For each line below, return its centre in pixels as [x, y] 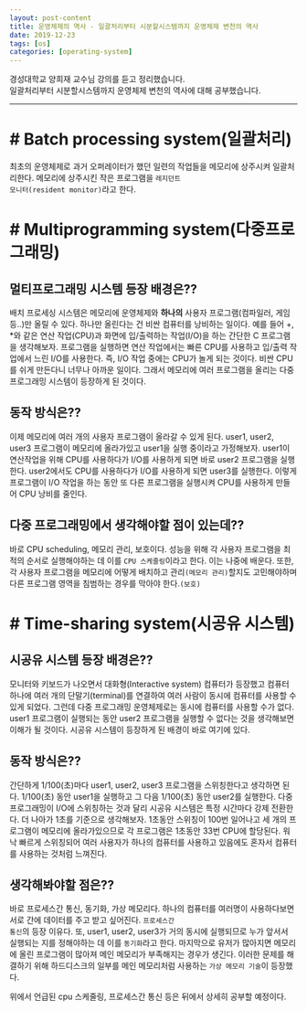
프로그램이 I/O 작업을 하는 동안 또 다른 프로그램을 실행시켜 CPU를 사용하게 [142, 482]
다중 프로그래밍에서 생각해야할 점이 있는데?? [127, 525]
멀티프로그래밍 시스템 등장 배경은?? [104, 289]
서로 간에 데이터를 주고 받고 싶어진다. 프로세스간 [92, 921]
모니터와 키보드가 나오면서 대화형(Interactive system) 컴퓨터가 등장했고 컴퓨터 [149, 684]
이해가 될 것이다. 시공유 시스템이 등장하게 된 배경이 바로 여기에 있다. [130, 729]
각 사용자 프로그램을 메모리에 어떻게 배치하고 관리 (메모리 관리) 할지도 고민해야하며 [153, 571]
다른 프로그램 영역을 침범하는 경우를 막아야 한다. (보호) [105, 583]
